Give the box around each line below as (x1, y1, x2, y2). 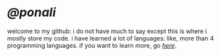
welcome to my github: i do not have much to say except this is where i (7, 27, 207, 35)
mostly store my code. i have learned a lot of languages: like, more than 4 (7, 34, 214, 42)
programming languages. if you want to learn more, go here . (7, 41, 177, 49)
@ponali (7, 5, 56, 20)
